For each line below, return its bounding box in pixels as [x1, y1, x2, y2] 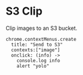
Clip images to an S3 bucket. [5, 24, 78, 32]
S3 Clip [5, 4, 43, 18]
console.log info [16, 57, 61, 63]
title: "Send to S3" [11, 41, 63, 48]
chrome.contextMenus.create [5, 36, 77, 42]
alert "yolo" [16, 63, 50, 69]
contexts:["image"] [11, 47, 61, 53]
